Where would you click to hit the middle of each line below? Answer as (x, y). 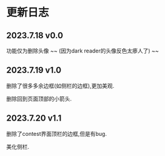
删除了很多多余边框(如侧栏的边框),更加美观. (60, 85)
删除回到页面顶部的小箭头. (39, 99)
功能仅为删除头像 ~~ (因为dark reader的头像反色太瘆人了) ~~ (82, 51)
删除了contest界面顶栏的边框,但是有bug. (57, 133)
